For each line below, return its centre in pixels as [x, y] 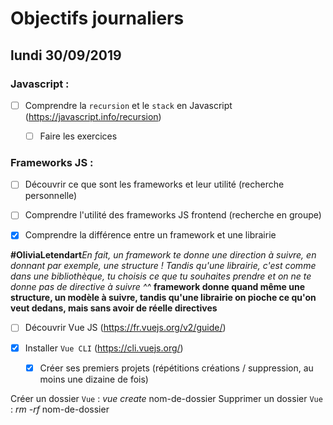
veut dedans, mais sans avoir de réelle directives [114, 308]
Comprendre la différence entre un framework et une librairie [150, 235]
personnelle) [51, 196]
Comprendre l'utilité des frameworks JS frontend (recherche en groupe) [173, 215]
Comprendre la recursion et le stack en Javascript [128, 105]
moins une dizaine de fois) [94, 379]
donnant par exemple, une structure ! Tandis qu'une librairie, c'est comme [163, 266]
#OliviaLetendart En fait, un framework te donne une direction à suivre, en [163, 255]
